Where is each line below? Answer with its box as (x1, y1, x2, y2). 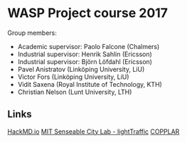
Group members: (7, 28, 57, 37)
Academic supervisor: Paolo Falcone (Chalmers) (17, 42, 160, 51)
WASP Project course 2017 (7, 5, 169, 21)
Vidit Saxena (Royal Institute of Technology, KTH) (17, 80, 162, 88)
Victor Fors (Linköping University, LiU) (17, 73, 129, 81)
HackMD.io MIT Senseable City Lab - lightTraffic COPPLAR (7, 127, 180, 136)
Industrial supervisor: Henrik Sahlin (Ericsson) (17, 50, 153, 58)
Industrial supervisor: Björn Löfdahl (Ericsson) (17, 57, 153, 65)
